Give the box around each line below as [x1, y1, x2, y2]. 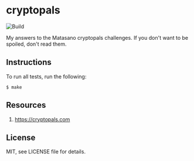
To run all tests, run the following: [6, 73, 87, 80]
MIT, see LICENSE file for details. [6, 148, 86, 155]
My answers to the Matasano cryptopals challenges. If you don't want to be [6, 34, 189, 41]
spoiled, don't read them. [6, 40, 67, 47]
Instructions [6, 57, 52, 67]
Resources [6, 100, 46, 110]
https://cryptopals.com [14, 115, 70, 123]
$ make [6, 84, 22, 90]
